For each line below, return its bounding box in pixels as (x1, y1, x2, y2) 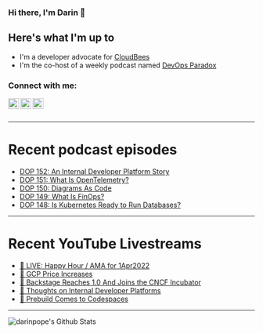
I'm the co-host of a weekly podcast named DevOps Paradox (19, 60, 217, 70)
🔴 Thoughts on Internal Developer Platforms (19, 285, 161, 295)
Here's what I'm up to (8, 31, 115, 45)
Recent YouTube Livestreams (8, 235, 202, 253)
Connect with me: (8, 80, 77, 91)
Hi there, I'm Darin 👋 (8, 7, 86, 18)
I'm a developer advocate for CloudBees (19, 52, 150, 61)
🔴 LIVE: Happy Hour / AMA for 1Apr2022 (19, 260, 150, 270)
